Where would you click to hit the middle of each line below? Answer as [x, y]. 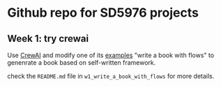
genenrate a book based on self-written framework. [82, 63]
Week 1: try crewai [48, 39]
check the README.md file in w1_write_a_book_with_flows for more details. [111, 76]
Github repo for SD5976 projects [103, 13]
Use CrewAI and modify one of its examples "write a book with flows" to [111, 55]
